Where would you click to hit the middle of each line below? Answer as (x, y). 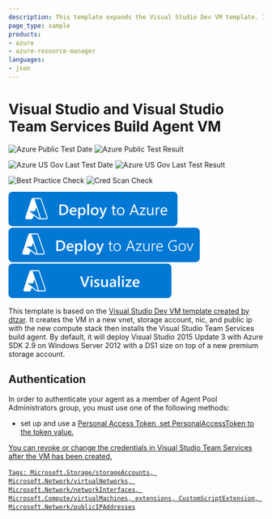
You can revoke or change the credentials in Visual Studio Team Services (130, 447)
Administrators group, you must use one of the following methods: (119, 407)
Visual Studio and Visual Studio (116, 110)
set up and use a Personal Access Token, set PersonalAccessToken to (137, 423)
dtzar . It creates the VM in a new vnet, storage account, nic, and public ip (130, 319)
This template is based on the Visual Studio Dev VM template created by (129, 311)
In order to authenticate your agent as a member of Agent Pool (113, 399)
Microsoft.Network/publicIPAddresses (72, 507)
